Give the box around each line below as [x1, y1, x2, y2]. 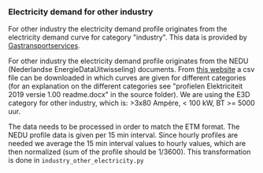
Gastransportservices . [8, 41, 80, 51]
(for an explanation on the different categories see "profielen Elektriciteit [8, 81, 243, 91]
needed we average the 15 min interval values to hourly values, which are [8, 139, 246, 149]
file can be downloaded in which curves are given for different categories [8, 73, 246, 83]
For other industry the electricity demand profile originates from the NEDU [8, 56, 250, 66]
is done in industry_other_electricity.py [8, 156, 144, 165]
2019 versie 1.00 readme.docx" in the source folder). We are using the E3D [8, 90, 250, 100]
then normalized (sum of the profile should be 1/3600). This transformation [8, 147, 251, 156]
